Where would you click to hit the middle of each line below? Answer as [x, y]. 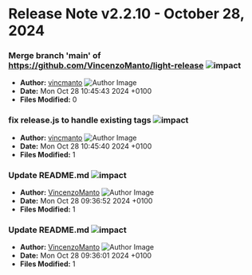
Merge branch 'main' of [55, 56]
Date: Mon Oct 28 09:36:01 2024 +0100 [86, 256]
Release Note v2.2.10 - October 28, [126, 14]
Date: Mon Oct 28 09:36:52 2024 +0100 [86, 201]
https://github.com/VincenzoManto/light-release [106, 66]
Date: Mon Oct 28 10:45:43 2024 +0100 [86, 91]
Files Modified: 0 [48, 99]
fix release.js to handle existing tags [80, 120]
